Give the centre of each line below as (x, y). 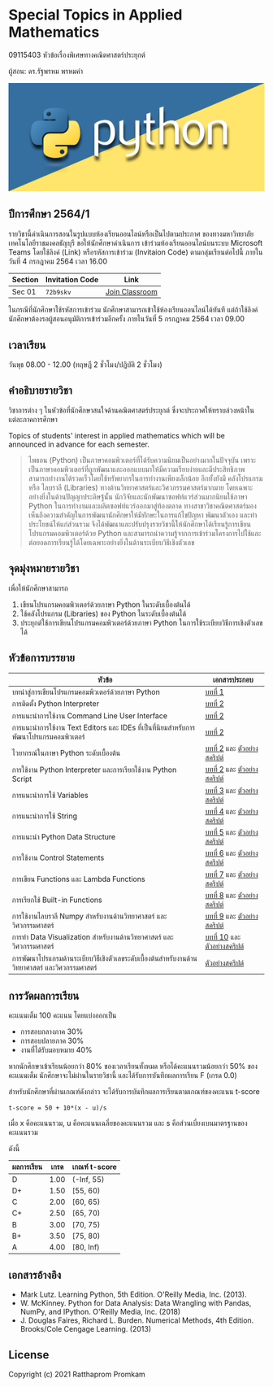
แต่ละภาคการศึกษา (33, 419)
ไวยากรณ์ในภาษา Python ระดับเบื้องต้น (66, 753)
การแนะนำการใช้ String (45, 816)
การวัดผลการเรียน (44, 995)
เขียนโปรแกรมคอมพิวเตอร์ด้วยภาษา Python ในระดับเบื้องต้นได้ (105, 604)
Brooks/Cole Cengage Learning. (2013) (86, 1329)
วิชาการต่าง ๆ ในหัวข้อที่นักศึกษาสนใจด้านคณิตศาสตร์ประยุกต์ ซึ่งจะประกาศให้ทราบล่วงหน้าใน (131, 410)
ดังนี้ (14, 1148)
